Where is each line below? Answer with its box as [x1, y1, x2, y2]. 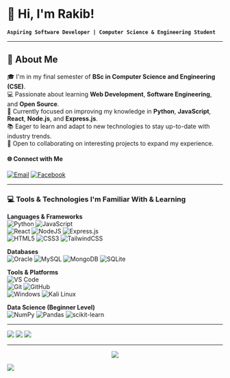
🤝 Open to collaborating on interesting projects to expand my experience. [7, 139, 214, 147]
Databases [7, 248, 39, 256]
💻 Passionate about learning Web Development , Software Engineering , [7, 90, 212, 98]
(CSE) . [7, 82, 26, 90]
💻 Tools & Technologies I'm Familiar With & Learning [7, 194, 186, 204]
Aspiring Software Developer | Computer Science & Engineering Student [7, 29, 216, 36]
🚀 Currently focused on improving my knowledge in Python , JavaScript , [7, 107, 212, 115]
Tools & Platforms [7, 268, 59, 277]
